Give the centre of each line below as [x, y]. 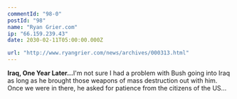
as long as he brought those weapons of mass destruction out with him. [112, 81]
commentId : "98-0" [35, 14]
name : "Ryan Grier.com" [43, 27]
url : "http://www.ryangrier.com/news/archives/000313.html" [99, 53]
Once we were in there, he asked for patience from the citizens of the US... [117, 88]
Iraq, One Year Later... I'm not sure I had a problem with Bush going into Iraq [119, 73]
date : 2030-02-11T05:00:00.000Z [55, 40]
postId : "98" [27, 21]
